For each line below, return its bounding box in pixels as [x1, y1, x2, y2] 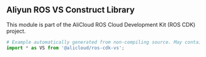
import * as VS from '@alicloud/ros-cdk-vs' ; [6, 45, 124, 51]
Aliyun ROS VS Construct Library [6, 5, 135, 15]
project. [6, 27, 26, 35]
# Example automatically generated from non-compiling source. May [6, 39, 183, 45]
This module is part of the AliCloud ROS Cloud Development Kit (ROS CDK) [6, 21, 196, 28]
